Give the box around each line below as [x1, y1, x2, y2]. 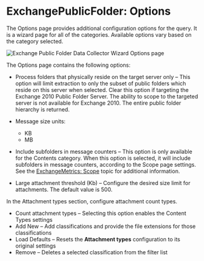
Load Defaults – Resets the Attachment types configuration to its [15, 235, 181, 243]
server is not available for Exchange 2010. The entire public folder [15, 99, 182, 107]
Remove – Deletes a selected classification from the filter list [15, 248, 168, 255]
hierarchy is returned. [15, 105, 70, 113]
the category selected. [6, 37, 64, 45]
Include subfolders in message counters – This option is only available [15, 148, 193, 155]
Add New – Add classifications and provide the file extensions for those [15, 222, 196, 230]
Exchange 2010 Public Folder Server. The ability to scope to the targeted [15, 93, 198, 100]
